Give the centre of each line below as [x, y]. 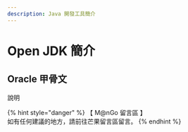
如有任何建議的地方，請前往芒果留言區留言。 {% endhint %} [94, 121]
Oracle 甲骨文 [37, 79]
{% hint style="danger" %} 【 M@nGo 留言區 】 [77, 112]
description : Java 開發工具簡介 [52, 14]
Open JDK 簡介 [51, 51]
